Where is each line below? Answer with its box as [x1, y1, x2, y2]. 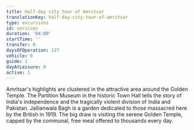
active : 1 [6, 69, 31, 75]
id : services [6, 25, 38, 31]
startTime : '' [6, 36, 41, 42]
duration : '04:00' [6, 31, 51, 37]
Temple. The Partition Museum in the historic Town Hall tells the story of [6, 92, 182, 99]
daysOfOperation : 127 [6, 47, 60, 53]
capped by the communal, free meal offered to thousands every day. [6, 117, 173, 125]
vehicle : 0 [6, 53, 33, 59]
